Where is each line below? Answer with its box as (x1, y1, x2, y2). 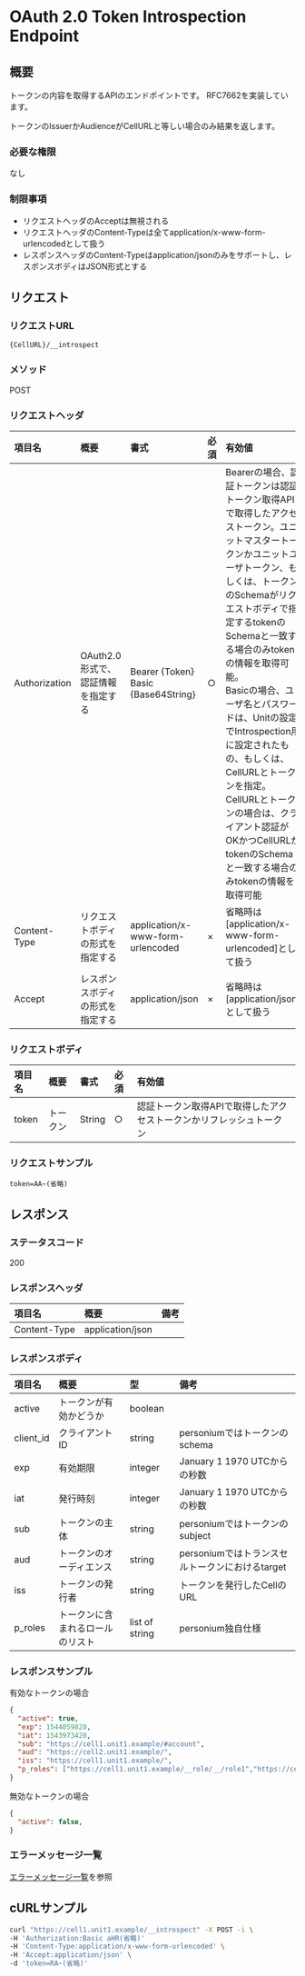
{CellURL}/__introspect (9, 341, 100, 350)
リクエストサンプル (9, 1157, 93, 1170)
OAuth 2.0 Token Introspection (9, 6, 247, 27)
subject (179, 1529, 212, 1542)
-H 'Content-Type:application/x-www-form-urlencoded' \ (9, 1942, 225, 1951)
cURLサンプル (9, 1901, 88, 1916)
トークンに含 (58, 1608, 113, 1621)
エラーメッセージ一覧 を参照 (9, 1871, 113, 1882)
